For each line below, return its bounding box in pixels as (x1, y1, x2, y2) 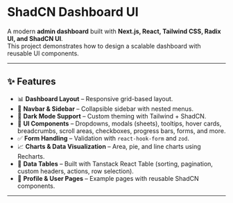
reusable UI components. (7, 49, 80, 58)
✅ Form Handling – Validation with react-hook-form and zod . (17, 134, 189, 142)
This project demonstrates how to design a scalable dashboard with (7, 42, 201, 50)
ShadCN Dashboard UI (7, 4, 139, 20)
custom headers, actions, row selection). (17, 167, 134, 175)
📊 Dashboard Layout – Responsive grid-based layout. (17, 94, 173, 103)
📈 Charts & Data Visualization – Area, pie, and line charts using (17, 142, 201, 150)
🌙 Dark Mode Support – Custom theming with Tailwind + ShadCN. (17, 112, 207, 120)
